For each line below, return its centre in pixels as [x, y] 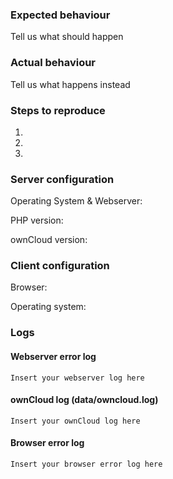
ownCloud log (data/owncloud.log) [84, 400]
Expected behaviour [60, 15]
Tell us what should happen [67, 37]
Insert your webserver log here [77, 378]
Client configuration [60, 266]
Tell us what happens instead [70, 84]
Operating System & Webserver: [76, 201]
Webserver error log [53, 356]
